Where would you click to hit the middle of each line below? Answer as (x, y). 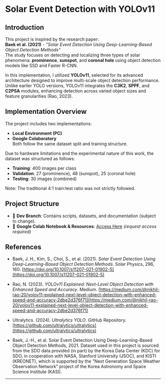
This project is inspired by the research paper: (52, 39)
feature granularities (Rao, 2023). (39, 96)
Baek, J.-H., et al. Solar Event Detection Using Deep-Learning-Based (82, 340)
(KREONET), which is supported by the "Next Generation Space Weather (86, 361)
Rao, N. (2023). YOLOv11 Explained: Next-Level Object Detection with (83, 284)
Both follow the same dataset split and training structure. (70, 144)
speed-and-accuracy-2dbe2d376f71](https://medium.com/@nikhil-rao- (85, 300)
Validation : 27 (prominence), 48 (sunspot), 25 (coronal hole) (74, 173)
